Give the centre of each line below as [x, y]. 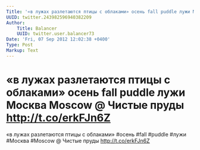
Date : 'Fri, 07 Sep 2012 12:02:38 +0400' [58, 39]
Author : [16, 23]
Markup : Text [22, 51]
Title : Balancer [37, 28]
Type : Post [20, 45]
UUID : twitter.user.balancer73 [56, 34]
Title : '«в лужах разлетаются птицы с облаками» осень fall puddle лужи [98, 12]
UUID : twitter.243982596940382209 [49, 17]
